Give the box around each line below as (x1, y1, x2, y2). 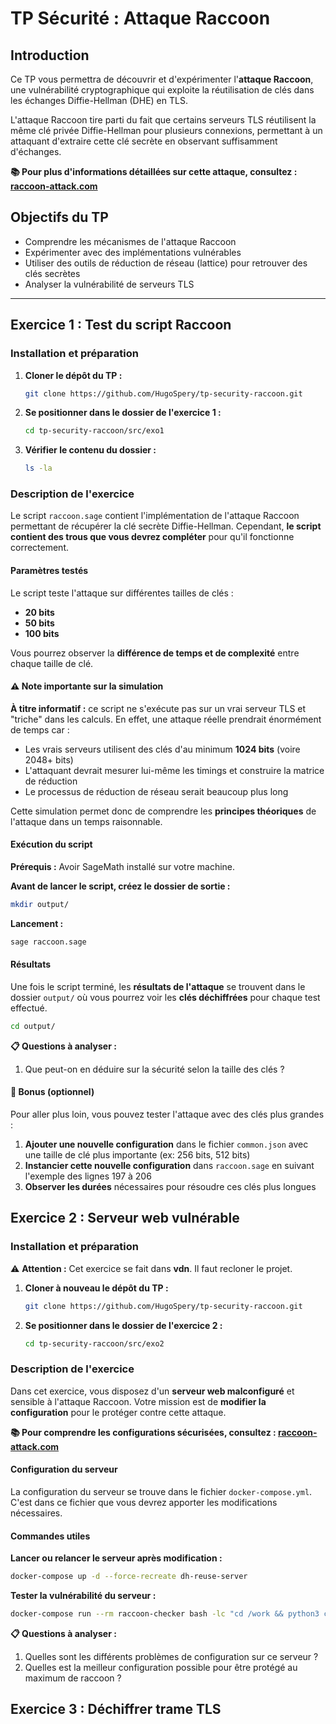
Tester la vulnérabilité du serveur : (10, 1590, 157, 1602)
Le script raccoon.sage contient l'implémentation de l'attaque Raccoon (10, 510, 300, 522)
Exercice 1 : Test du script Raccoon (10, 317, 232, 334)
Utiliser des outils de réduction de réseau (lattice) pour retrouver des (24, 257, 308, 269)
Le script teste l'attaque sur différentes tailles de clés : (10, 587, 234, 599)
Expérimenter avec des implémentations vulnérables (24, 246, 242, 258)
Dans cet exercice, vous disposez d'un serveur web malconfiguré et (10, 1385, 295, 1397)
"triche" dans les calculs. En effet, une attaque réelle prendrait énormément (10, 713, 322, 725)
